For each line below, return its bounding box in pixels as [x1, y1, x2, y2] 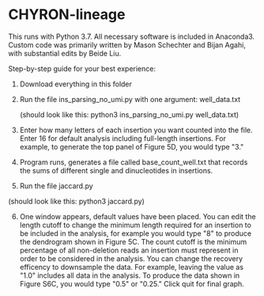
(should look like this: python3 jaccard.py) [8, 196, 145, 206]
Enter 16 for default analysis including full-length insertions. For [19, 133, 227, 143]
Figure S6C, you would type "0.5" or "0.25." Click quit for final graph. [19, 279, 245, 288]
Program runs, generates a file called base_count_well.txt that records [19, 157, 248, 167]
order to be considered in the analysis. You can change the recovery [19, 253, 243, 263]
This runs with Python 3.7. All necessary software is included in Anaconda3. [8, 32, 255, 41]
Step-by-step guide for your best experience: [8, 63, 157, 73]
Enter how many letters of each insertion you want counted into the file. [19, 125, 253, 135]
